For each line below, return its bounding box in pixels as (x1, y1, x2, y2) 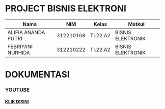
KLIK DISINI (5, 99, 29, 105)
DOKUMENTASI (5, 69, 70, 80)
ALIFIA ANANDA (7, 29, 45, 36)
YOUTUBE (5, 86, 30, 93)
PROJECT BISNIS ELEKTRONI (5, 3, 127, 14)
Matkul (128, 21, 145, 27)
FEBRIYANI (7, 43, 33, 50)
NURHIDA (7, 49, 30, 56)
